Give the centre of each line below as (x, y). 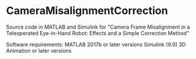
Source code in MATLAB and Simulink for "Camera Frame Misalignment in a (98, 27)
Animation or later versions (39, 50)
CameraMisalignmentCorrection (87, 11)
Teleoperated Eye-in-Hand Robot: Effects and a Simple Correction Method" (98, 33)
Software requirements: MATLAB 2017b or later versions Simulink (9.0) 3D (96, 44)
